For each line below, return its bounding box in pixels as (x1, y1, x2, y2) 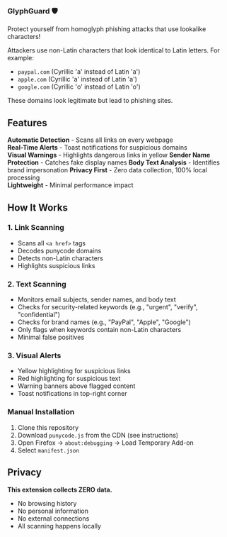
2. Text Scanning (7, 279, 67, 289)
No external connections (17, 514, 90, 523)
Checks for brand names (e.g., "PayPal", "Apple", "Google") (17, 318, 191, 326)
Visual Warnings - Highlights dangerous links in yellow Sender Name (7, 151, 211, 160)
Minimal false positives (17, 333, 85, 342)
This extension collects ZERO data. (7, 485, 112, 494)
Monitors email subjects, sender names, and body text (17, 295, 177, 304)
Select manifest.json (17, 445, 80, 454)
